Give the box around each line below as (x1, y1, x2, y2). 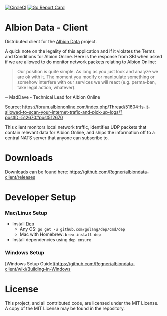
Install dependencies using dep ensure (12, 237, 91, 243)
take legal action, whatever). (17, 84, 76, 90)
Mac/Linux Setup (5, 209, 48, 216)
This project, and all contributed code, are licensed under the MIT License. (5, 300, 159, 306)
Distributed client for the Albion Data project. (5, 38, 97, 44)
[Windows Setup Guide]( (5, 260, 56, 267)
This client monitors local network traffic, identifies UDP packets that (5, 124, 147, 130)
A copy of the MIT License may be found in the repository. (5, 305, 125, 311)
